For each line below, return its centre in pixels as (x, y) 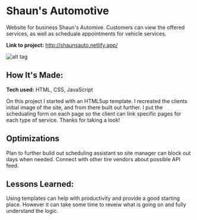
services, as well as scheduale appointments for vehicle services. (86, 33)
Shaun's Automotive (58, 11)
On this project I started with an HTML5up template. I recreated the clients (97, 101)
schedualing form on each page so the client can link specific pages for (94, 113)
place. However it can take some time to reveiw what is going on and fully (96, 205)
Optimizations (33, 138)
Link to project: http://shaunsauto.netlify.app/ (62, 45)
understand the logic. (32, 211)
